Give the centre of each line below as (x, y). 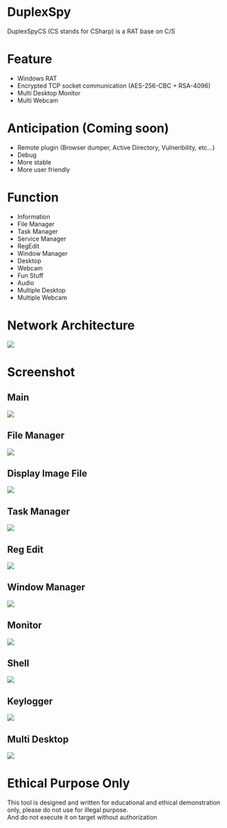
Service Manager (42, 239)
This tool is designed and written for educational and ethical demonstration (114, 802)
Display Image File (47, 473)
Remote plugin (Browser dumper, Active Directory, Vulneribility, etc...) (116, 147)
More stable (34, 162)
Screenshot (41, 372)
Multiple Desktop (41, 290)
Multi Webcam (38, 100)
